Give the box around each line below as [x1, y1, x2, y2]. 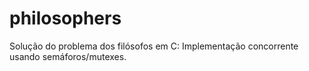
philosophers [9, 7, 122, 30]
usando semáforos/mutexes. [9, 50, 127, 62]
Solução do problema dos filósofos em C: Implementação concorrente [9, 40, 299, 52]
